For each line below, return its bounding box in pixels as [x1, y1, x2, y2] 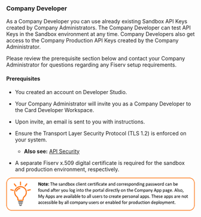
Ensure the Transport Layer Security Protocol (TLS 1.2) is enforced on [14, 129, 187, 137]
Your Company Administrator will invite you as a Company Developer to [14, 100, 191, 107]
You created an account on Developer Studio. [14, 88, 127, 95]
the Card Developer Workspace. [14, 106, 95, 113]
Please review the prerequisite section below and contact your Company [6, 55, 185, 62]
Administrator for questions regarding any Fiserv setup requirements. [6, 61, 177, 68]
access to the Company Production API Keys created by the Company [6, 37, 179, 44]
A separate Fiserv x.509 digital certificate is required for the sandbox [14, 159, 185, 166]
